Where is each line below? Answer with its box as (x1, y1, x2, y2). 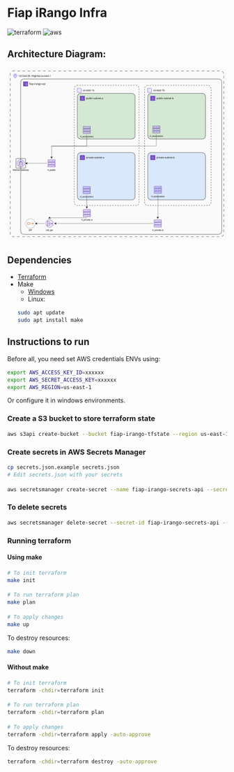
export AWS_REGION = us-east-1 (7, 384, 92, 391)
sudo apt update (17, 309, 65, 316)
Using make (7, 553, 42, 562)
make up (7, 620, 30, 628)
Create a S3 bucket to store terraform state (7, 414, 155, 423)
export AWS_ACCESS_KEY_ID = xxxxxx (7, 369, 104, 376)
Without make (7, 663, 49, 671)
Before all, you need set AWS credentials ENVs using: (7, 354, 161, 363)
